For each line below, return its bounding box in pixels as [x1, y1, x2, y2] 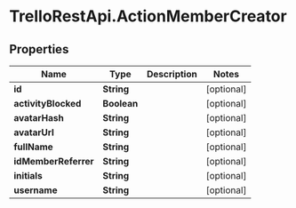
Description [146, 68, 197, 80]
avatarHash [13, 112, 64, 124]
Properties [9, 42, 69, 57]
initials [13, 170, 43, 181]
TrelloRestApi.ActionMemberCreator [9, 6, 287, 27]
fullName [13, 140, 53, 153]
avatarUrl [13, 126, 55, 139]
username [13, 184, 58, 196]
